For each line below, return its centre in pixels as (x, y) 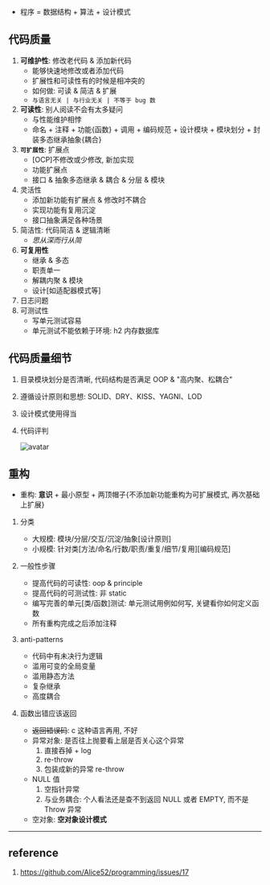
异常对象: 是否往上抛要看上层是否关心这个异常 (108, 741)
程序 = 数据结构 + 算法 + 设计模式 (75, 12)
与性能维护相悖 (57, 119)
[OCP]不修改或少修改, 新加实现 (83, 159)
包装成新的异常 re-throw (84, 769)
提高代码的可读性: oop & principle (87, 583)
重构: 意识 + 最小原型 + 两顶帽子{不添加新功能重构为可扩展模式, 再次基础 (139, 495)
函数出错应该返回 (48, 714)
